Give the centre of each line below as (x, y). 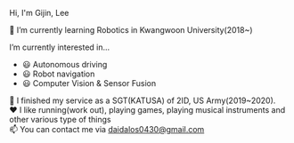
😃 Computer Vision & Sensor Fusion (89, 83)
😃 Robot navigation (58, 74)
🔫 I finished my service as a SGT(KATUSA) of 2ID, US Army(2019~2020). (143, 100)
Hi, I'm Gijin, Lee (39, 13)
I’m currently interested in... (60, 47)
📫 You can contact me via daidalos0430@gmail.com (107, 129)
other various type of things (60, 119)
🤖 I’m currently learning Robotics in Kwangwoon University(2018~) (131, 30)
